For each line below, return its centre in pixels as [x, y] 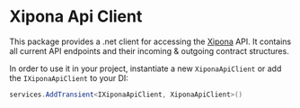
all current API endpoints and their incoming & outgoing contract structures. [149, 50]
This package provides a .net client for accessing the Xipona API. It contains [150, 41]
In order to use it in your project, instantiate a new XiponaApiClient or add [146, 68]
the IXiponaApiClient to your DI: [69, 77]
